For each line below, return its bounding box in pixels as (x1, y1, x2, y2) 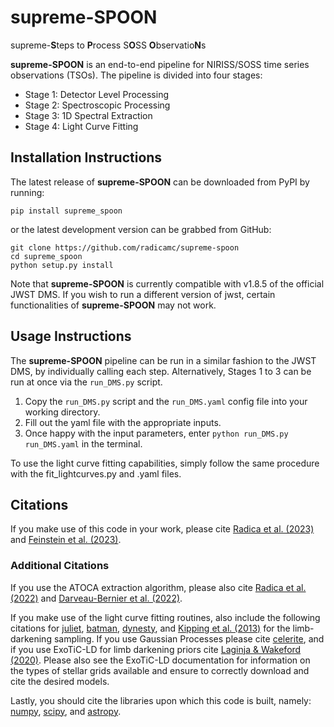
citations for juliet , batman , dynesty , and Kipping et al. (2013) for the (10, 622, 291, 634)
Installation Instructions (10, 149, 163, 166)
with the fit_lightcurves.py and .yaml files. (10, 467, 182, 480)
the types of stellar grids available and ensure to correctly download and (10, 664, 310, 676)
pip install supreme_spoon (10, 206, 123, 216)
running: (10, 186, 45, 198)
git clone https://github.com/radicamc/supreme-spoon (10, 242, 240, 253)
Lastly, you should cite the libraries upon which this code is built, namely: (10, 694, 312, 706)
